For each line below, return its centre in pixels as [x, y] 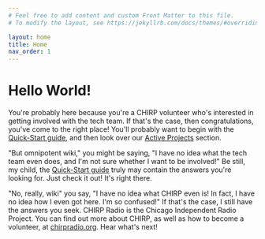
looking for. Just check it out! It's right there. [80, 178]
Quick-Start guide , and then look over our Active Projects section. [115, 138]
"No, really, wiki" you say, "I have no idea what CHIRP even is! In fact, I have [131, 193]
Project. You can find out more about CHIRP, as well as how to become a [126, 218]
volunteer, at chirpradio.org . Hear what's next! [83, 227]
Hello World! [50, 91]
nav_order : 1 [30, 52]
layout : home [30, 37]
